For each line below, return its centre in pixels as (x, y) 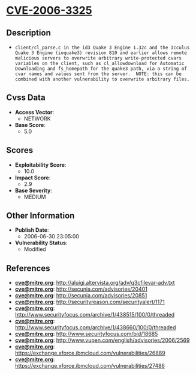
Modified (35, 249)
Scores (20, 150)
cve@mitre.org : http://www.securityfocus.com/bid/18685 (86, 334)
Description (28, 33)
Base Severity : (33, 190)
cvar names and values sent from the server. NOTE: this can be (98, 74)
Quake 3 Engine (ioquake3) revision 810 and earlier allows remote (101, 53)
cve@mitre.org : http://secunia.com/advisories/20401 (81, 289)
